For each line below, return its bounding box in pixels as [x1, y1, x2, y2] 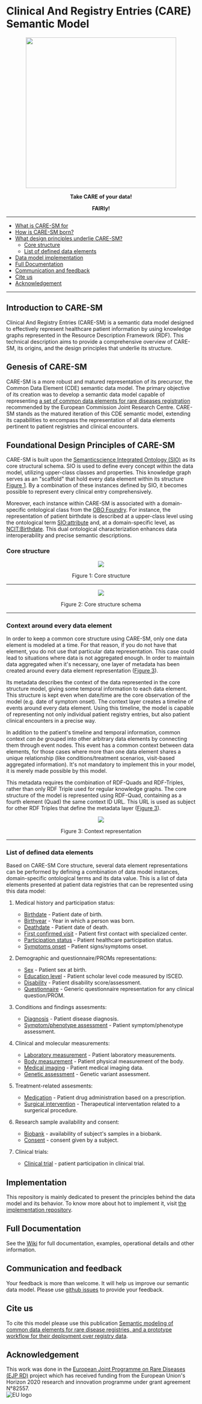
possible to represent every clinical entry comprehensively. [6, 488, 153, 496]
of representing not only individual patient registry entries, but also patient [6, 710, 191, 718]
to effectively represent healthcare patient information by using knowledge [6, 325, 191, 332]
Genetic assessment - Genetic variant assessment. [23, 1071, 150, 1078]
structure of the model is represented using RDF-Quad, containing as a [6, 792, 182, 799]
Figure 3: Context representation [61, 827, 141, 834]
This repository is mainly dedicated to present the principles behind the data [6, 1194, 195, 1201]
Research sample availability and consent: [14, 1118, 120, 1125]
